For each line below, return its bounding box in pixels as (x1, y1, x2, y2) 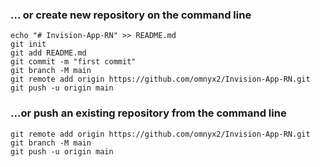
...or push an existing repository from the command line (10, 106, 287, 120)
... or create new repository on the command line (10, 8, 252, 22)
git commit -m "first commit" (10, 57, 137, 67)
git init (10, 39, 47, 50)
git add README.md (10, 48, 87, 58)
